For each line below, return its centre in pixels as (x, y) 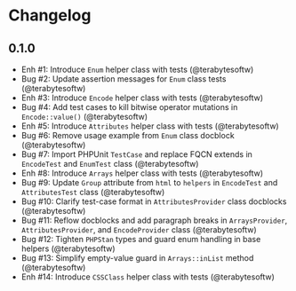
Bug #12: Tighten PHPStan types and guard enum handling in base (141, 239)
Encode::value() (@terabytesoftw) (84, 117)
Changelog (50, 16)
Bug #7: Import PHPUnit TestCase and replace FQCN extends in (136, 154)
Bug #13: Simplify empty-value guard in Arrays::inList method (137, 258)
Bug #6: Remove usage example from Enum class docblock (128, 135)
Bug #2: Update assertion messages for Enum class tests (124, 79)
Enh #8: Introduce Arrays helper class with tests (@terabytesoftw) (142, 173)
